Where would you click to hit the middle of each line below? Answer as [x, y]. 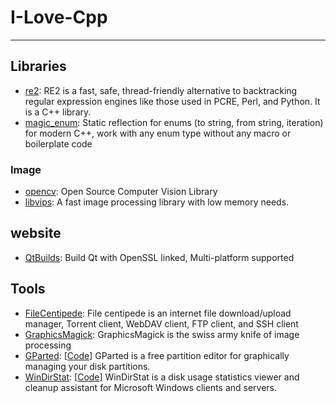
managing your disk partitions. [87, 366]
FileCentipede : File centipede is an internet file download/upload [158, 313]
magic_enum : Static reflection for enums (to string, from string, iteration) [174, 122]
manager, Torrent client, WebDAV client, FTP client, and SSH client [161, 323]
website [36, 233]
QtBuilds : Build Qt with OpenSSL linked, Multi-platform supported [159, 257]
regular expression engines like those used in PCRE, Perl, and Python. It [172, 101]
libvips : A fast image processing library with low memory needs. [157, 202]
